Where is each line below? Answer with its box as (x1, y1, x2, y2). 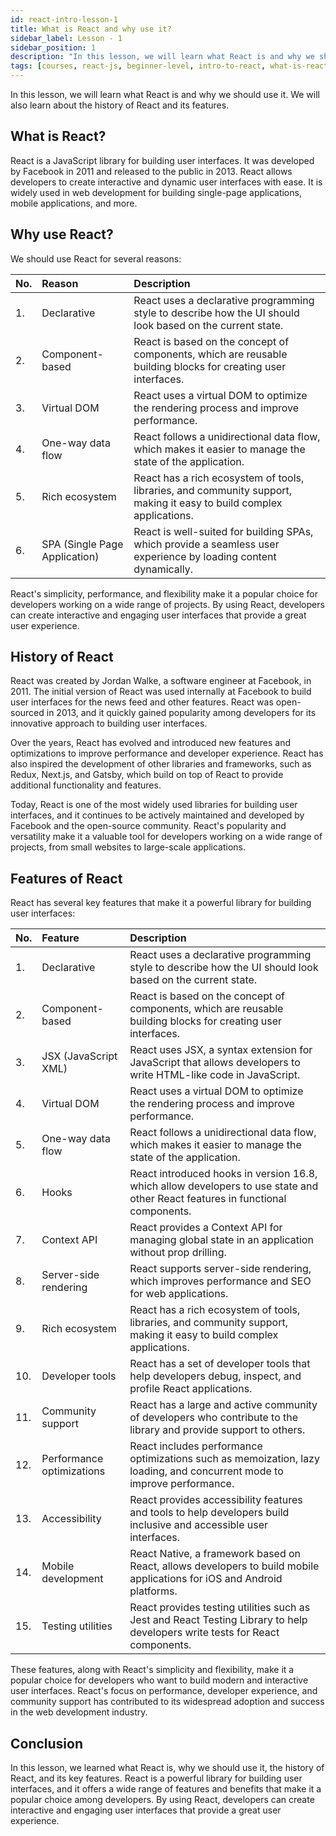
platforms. (129, 1584, 178, 1598)
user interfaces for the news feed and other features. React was (10, 696, 274, 708)
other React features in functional (129, 1192, 287, 1206)
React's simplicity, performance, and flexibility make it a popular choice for (10, 587, 319, 600)
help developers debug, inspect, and (129, 1369, 302, 1383)
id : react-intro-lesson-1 (10, 14, 118, 25)
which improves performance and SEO (129, 1274, 312, 1288)
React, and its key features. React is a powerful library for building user (10, 1772, 303, 1785)
